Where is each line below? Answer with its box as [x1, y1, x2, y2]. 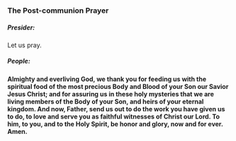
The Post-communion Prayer [7, 6, 109, 16]
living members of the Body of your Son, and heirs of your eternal [7, 97, 204, 106]
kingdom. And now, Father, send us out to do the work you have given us [7, 104, 225, 113]
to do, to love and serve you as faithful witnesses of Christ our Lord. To [7, 112, 220, 121]
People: [7, 57, 30, 66]
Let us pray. [7, 41, 42, 49]
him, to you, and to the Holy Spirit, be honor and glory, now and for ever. [7, 119, 223, 128]
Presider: [7, 23, 35, 32]
